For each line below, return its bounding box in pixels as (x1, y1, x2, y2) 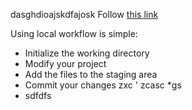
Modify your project (24, 58, 107, 69)
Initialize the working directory (24, 47, 150, 59)
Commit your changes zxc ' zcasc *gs (24, 79, 182, 91)
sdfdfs (24, 90, 52, 101)
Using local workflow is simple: (10, 28, 138, 39)
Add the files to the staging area (24, 69, 158, 80)
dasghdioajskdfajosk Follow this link (10, 9, 159, 20)
